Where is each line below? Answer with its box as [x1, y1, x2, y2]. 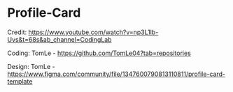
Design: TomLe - [7, 62, 55, 70]
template [7, 77, 33, 85]
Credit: [7, 28, 27, 36]
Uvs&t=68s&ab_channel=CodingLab [7, 35, 112, 43]
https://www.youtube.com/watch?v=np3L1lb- [27, 28, 159, 36]
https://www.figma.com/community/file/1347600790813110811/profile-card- [7, 70, 226, 78]
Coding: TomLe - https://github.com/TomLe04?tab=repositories [7, 49, 191, 57]
